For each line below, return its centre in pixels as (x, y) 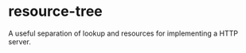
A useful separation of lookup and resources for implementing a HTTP (123, 33)
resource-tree (55, 11)
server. (20, 41)
